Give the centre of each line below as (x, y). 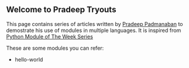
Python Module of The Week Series (50, 36)
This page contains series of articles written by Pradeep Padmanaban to (94, 24)
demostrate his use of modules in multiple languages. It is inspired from (94, 30)
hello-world (29, 59)
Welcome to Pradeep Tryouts (61, 10)
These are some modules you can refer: (55, 48)
